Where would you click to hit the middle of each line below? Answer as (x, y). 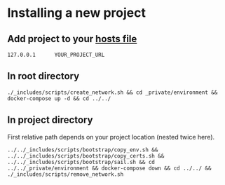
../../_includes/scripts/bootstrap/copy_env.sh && (83, 150)
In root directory (43, 76)
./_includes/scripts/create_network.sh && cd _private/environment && (112, 92)
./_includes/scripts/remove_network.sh (66, 174)
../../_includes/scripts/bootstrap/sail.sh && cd (81, 162)
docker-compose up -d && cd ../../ (59, 98)
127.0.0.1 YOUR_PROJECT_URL (56, 55)
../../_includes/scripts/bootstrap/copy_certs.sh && (86, 156)
